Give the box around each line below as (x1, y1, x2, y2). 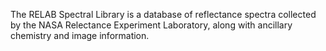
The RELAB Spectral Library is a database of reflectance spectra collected (10, 9, 317, 20)
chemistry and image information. (10, 30, 150, 41)
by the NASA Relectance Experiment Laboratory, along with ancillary (10, 19, 293, 31)
